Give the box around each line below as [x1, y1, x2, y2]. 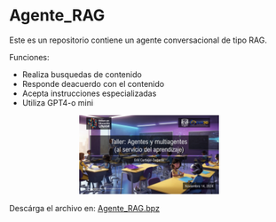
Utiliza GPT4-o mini [21, 97, 94, 107]
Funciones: [9, 52, 50, 62]
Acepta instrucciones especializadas [21, 88, 157, 99]
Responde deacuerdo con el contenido [21, 78, 165, 89]
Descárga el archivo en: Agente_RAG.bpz [9, 202, 160, 213]
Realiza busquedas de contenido [21, 68, 142, 80]
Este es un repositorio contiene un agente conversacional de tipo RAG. [9, 35, 268, 45]
